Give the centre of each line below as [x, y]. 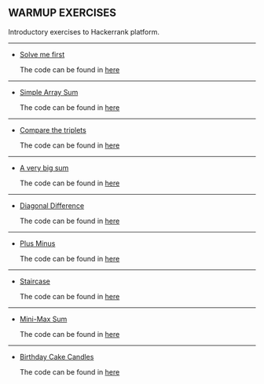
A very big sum [44, 167]
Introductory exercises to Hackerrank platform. [84, 31]
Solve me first [42, 54]
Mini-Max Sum [43, 319]
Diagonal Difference [52, 205]
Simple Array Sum [49, 92]
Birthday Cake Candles [57, 357]
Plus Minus [37, 243]
